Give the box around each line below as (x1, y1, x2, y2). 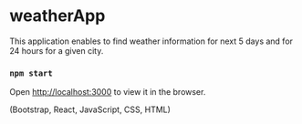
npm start (9, 67, 53, 78)
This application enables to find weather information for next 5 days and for (9, 36, 294, 46)
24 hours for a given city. (9, 45, 104, 56)
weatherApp (9, 5, 106, 26)
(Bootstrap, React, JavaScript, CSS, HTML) (9, 104, 172, 115)
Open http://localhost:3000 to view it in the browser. (9, 87, 206, 98)
